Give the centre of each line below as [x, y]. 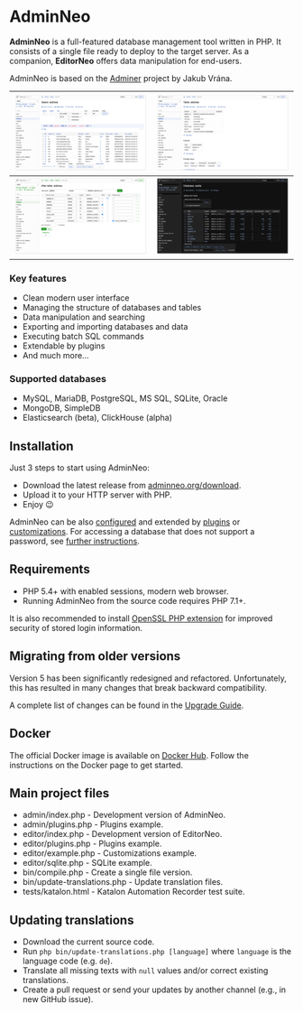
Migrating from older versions [95, 656]
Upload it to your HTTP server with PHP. [97, 495]
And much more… [55, 355]
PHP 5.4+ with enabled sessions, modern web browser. [125, 591]
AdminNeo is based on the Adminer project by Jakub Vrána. [121, 78]
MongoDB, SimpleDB [61, 408]
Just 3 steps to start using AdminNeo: [80, 468]
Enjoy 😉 [38, 505]
